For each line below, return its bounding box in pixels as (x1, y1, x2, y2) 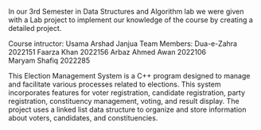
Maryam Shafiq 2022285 (8, 55, 91, 65)
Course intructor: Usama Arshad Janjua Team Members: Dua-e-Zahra (8, 39, 237, 48)
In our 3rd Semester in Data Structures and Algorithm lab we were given (8, 7, 244, 16)
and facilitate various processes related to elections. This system (8, 79, 221, 89)
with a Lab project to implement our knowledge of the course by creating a (8, 15, 253, 25)
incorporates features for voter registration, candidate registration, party (8, 88, 245, 97)
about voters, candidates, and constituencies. (8, 113, 158, 122)
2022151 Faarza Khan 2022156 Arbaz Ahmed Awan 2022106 (8, 48, 207, 56)
